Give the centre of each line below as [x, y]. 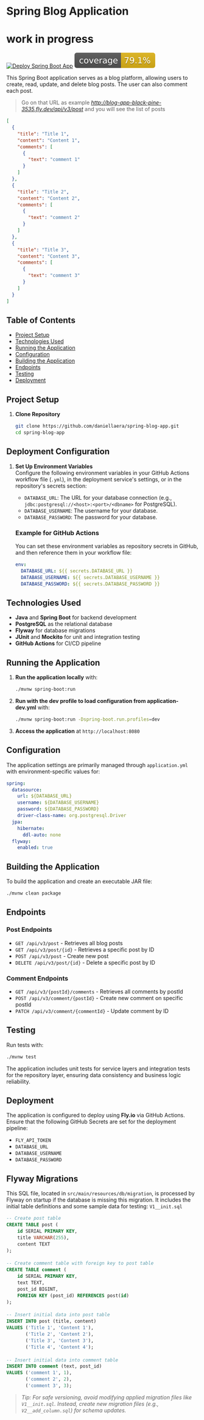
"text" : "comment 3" [54, 276]
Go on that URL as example [55, 103]
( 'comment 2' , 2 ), [48, 1379]
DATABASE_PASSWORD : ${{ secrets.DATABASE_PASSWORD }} [90, 584]
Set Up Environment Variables [54, 466]
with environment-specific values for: [53, 771]
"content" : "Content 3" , [49, 256]
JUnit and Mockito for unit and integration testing [77, 637]
